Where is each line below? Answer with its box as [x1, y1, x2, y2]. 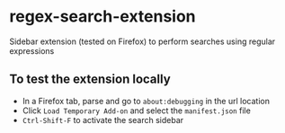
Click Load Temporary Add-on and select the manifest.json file [22, 105, 252, 116]
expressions [9, 45, 55, 56]
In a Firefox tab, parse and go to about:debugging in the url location [22, 95, 270, 106]
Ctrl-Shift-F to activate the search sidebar [22, 114, 184, 125]
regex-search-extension [9, 6, 196, 27]
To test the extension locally [9, 72, 171, 87]
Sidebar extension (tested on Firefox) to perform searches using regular [9, 36, 276, 47]
